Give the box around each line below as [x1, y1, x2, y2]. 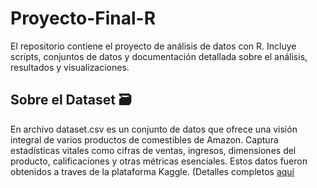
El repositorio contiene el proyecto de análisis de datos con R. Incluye [10, 40, 297, 52]
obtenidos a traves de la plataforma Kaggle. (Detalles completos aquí [10, 165, 295, 177]
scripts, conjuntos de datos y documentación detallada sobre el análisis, [10, 50, 308, 62]
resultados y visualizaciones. [10, 61, 130, 73]
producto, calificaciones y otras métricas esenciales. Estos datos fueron [10, 155, 308, 167]
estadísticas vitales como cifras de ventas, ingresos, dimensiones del [10, 144, 297, 156]
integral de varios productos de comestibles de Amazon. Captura [10, 133, 279, 146]
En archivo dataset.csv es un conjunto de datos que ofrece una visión [10, 123, 298, 135]
